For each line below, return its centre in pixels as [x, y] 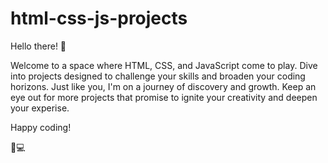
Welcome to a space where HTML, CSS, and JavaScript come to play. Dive [164, 65]
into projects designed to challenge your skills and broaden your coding [158, 76]
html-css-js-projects [99, 18]
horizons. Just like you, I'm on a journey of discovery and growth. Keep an [163, 86]
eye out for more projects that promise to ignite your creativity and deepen [164, 97]
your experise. [40, 108]
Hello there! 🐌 [38, 46]
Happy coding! [41, 127]
